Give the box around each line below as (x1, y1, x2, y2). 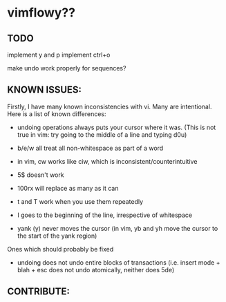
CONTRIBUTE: (7, 285, 70, 298)
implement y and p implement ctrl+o (7, 50, 111, 59)
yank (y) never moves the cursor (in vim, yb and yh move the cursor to (17, 224, 218, 232)
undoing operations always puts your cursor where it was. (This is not (17, 123, 216, 131)
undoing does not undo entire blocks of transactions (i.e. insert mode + (17, 258, 220, 267)
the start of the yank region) (17, 232, 97, 240)
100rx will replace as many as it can (17, 184, 119, 192)
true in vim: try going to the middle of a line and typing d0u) (17, 130, 187, 139)
